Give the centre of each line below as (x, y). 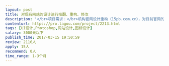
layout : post (19, 10)
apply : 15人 (17, 47)
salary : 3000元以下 (24, 33)
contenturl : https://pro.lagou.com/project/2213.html (63, 24)
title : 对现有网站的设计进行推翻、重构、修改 (47, 14)
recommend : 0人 (21, 51)
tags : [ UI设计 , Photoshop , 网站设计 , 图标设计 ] (49, 28)
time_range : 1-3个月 (26, 56)
